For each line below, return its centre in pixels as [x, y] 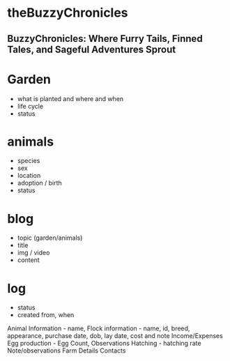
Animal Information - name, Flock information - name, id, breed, [99, 328]
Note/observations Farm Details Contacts [67, 351]
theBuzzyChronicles [68, 13]
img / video [33, 253]
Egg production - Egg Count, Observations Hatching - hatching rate [104, 344]
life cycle [30, 106]
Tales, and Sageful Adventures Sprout [92, 49]
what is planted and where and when [70, 98]
